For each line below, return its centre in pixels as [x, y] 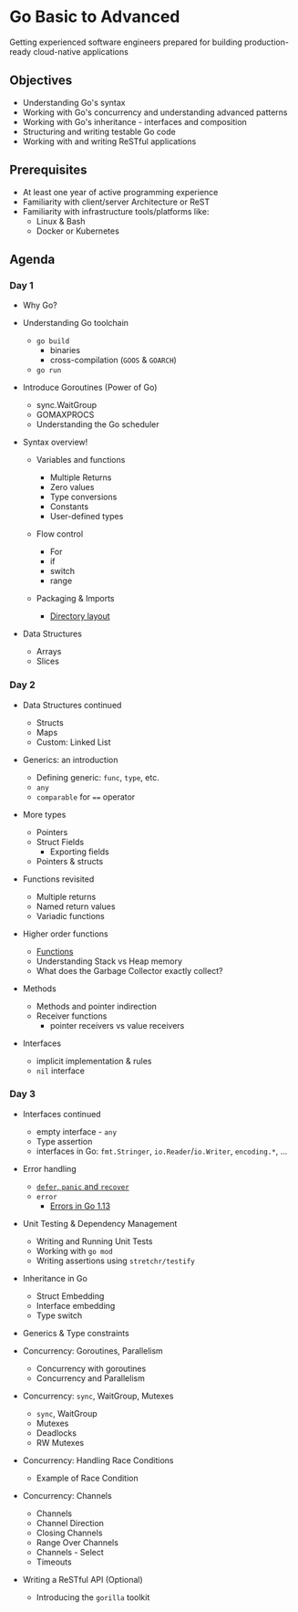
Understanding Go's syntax [74, 102]
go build [53, 341]
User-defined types [87, 517]
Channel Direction [70, 1523]
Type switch [59, 1315]
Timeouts [54, 1562]
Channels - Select [70, 1552]
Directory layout [80, 616]
